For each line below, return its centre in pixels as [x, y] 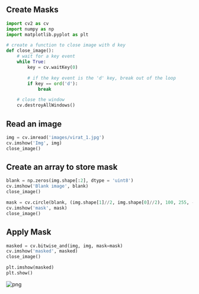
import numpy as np [30, 29]
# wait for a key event [46, 56]
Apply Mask [29, 232]
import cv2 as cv [28, 23]
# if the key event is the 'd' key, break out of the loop [102, 78]
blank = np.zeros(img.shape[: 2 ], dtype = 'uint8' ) [70, 181]
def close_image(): [30, 51]
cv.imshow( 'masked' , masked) [42, 251]
